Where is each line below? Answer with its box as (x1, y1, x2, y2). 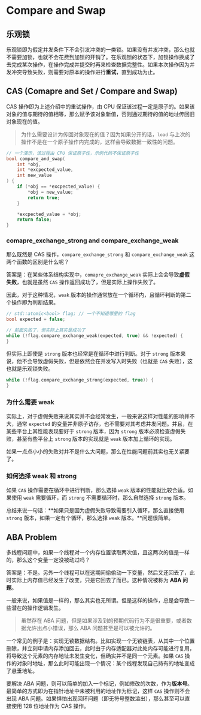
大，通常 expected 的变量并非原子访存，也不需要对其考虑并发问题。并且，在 (6, 420, 193, 427)
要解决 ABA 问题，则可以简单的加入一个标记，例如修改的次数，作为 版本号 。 (6, 680, 193, 687)
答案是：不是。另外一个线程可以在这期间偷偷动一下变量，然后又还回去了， (6, 569, 190, 576)
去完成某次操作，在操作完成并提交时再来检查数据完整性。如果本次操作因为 (6, 61, 190, 68)
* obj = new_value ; (28, 189, 74, 195)
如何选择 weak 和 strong (6, 471, 77, 480)
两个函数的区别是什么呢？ (6, 259, 69, 266)
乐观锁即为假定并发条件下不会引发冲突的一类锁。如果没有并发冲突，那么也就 (6, 46, 195, 53)
